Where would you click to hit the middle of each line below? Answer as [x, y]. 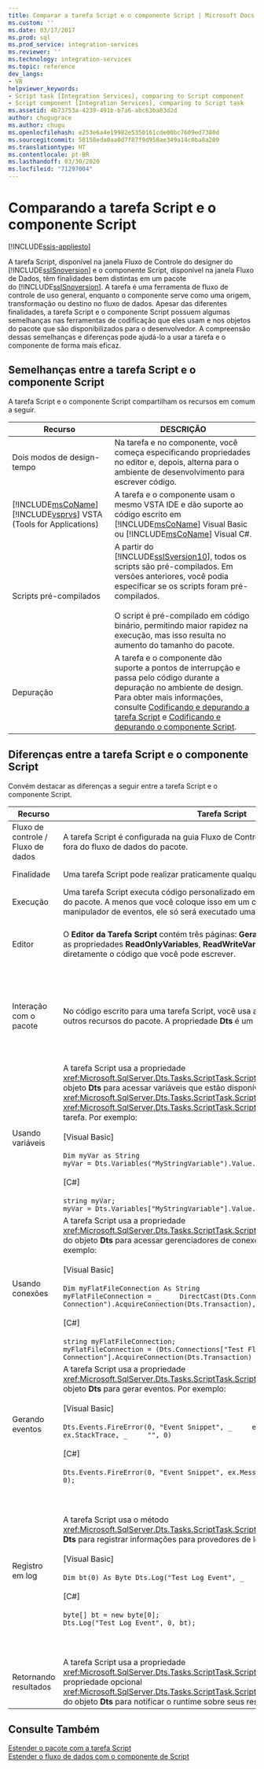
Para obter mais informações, [169, 697]
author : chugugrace [40, 118]
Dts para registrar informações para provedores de [157, 1539]
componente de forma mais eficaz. [65, 345]
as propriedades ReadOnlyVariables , [132, 944]
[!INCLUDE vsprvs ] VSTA [57, 514]
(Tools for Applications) [56, 524]
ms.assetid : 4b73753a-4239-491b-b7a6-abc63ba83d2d [93, 111]
